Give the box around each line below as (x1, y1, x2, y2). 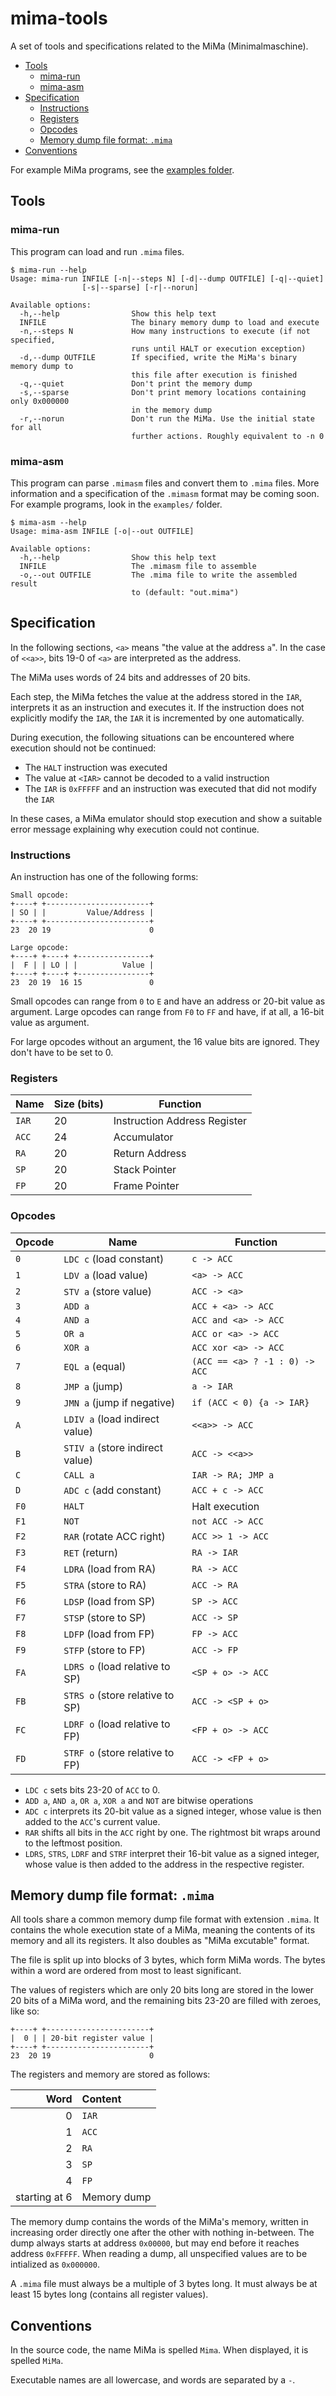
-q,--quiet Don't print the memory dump (19, 378, 253, 389)
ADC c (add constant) (63, 1483, 162, 1497)
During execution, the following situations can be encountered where (10, 731, 295, 743)
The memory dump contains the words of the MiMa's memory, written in (10, 2216, 309, 2228)
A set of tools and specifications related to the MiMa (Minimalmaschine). (10, 40, 309, 52)
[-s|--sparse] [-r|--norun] (81, 282, 199, 292)
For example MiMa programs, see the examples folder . (10, 163, 235, 176)
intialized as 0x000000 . (10, 2258, 100, 2271)
